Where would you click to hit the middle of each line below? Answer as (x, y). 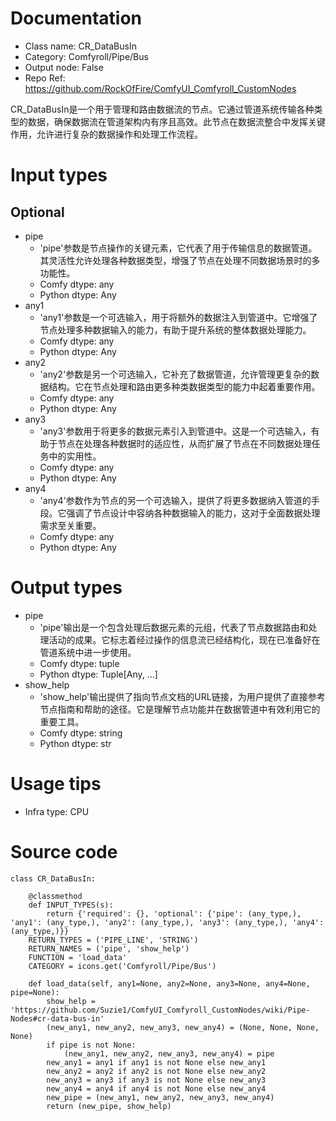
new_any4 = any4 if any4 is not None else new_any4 (156, 1088)
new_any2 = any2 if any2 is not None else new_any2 (156, 1071)
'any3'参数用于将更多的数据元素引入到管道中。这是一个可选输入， (175, 431)
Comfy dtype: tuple (79, 663)
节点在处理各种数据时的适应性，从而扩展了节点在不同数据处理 (184, 443)
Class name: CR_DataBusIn (80, 46)
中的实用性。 (75, 456)
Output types (66, 588)
